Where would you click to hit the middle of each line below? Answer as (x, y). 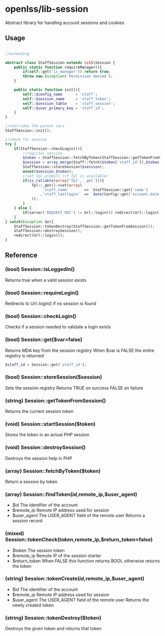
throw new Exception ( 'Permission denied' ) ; (68, 76)
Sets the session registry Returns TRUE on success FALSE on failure (74, 388)
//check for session (26, 139)
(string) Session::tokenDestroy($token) (53, 618)
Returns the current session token (39, 411)
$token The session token (38, 550)
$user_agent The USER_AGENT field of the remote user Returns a (79, 516)
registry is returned (25, 355)
